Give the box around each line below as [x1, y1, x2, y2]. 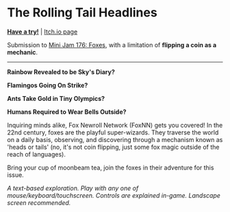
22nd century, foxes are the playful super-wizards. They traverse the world [7, 128, 219, 137]
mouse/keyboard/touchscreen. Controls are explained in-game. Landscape [7, 191, 221, 200]
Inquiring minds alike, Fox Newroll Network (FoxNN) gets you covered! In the [7, 121, 223, 129]
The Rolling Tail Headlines [7, 5, 157, 21]
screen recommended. [7, 198, 71, 207]
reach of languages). [7, 150, 66, 158]
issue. [7, 170, 24, 179]
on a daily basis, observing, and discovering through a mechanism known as [7, 135, 223, 143]
